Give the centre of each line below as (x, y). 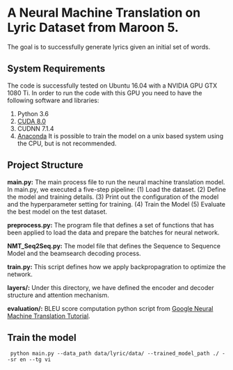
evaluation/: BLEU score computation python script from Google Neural (110, 308)
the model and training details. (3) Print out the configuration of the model (113, 197)
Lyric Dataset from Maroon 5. (93, 27)
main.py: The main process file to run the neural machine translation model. (116, 182)
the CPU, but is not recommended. (67, 143)
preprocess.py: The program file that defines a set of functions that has (111, 225)
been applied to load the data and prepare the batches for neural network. (113, 232)
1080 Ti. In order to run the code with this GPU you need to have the (105, 92)
